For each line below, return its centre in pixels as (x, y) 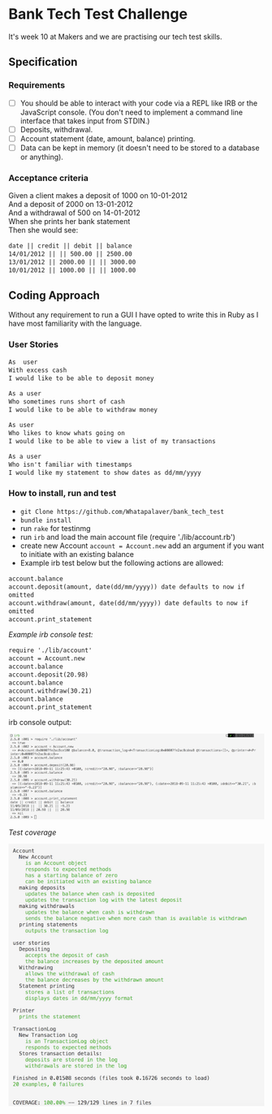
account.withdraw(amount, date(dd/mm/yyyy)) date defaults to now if (129, 603)
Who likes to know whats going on (67, 434)
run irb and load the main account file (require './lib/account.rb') (127, 537)
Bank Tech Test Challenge (98, 14)
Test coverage (32, 832)
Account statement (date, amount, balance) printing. (108, 138)
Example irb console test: (51, 634)
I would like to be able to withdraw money (83, 410)
